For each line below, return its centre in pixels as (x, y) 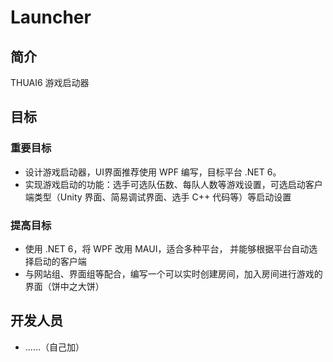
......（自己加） (54, 347)
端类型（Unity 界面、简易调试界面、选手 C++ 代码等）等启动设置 (158, 197)
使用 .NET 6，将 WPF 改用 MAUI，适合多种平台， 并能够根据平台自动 (167, 248)
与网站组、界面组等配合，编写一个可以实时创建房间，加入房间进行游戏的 (173, 273)
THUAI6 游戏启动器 (50, 82)
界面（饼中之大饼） (64, 286)
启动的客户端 (60, 261)
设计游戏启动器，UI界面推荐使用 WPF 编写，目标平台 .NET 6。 (153, 172)
